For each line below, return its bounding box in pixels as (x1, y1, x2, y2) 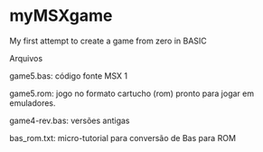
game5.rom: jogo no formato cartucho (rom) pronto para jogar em (9, 88, 255, 99)
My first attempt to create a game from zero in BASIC (9, 35, 208, 46)
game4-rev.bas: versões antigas (9, 115, 130, 126)
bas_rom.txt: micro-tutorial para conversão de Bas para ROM (9, 132, 237, 143)
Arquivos (9, 52, 43, 63)
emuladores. (9, 97, 56, 109)
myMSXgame (9, 5, 113, 26)
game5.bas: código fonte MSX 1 (9, 70, 128, 81)
